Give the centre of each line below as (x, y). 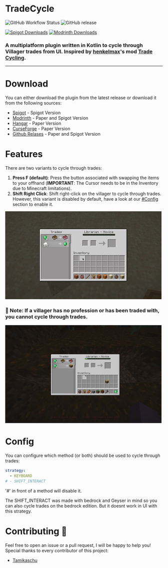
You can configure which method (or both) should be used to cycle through (83, 455)
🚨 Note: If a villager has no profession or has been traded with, (82, 311)
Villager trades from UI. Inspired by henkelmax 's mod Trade (79, 52)
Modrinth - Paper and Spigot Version (50, 118)
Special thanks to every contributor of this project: (57, 550)
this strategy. (19, 511)
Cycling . (16, 58)
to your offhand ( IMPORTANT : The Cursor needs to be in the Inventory (85, 183)
